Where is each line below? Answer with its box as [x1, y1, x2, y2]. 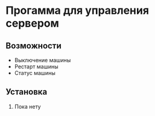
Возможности [5, 40, 62, 51]
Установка [5, 87, 48, 97]
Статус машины [14, 69, 55, 76]
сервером [5, 16, 60, 30]
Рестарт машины [14, 63, 59, 70]
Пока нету [14, 103, 41, 110]
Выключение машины [14, 57, 71, 63]
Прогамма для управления [5, 4, 149, 18]
